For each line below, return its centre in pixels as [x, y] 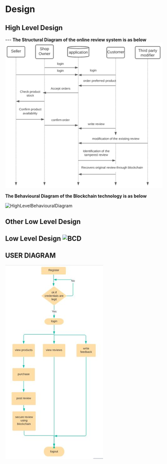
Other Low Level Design [43, 221]
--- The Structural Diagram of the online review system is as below [76, 40]
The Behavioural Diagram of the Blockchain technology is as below [76, 196]
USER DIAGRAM [30, 256]
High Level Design [34, 28]
